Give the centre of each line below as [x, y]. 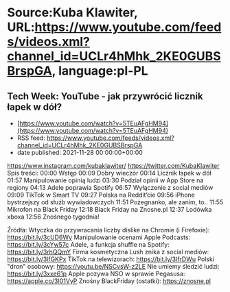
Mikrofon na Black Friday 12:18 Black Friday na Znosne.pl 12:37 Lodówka [110, 209]
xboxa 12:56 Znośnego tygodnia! [53, 217]
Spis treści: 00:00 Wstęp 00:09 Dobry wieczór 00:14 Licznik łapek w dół [109, 173]
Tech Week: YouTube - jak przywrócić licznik [105, 96]
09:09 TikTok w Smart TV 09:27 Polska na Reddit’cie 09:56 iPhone [101, 195]
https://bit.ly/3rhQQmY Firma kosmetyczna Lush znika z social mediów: [108, 252]
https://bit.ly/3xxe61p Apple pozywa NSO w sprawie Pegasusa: [96, 273]
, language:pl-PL [100, 71]
